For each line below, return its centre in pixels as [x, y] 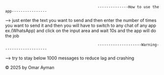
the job [12, 36]
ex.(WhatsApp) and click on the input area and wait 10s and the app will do [81, 31]
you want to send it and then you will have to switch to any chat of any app [81, 25]
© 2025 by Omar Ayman [30, 67]
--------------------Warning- [128, 45]
